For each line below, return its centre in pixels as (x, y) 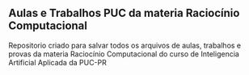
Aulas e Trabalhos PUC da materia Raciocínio (124, 13)
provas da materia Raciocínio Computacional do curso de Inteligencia (124, 54)
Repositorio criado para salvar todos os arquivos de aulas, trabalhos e (125, 45)
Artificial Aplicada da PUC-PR (57, 62)
